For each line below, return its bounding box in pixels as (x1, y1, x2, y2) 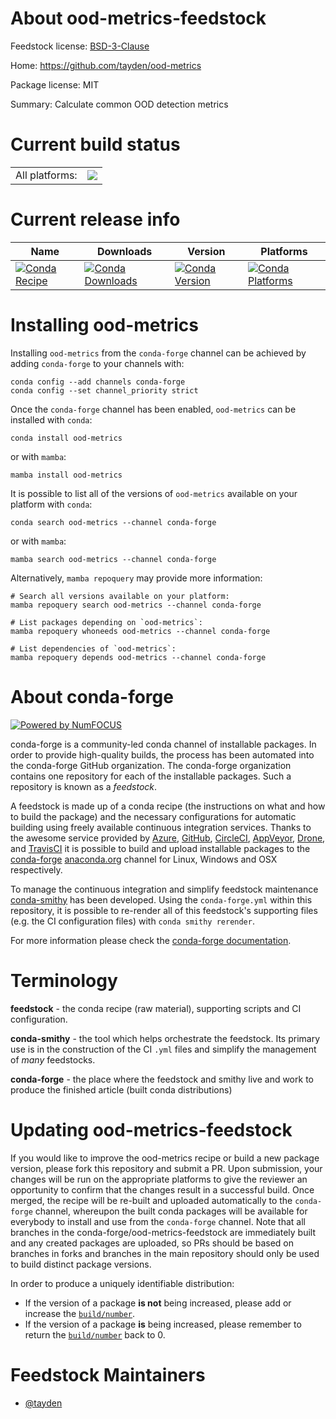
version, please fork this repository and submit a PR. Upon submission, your (10, 1162, 323, 1174)
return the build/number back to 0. (24, 1328, 166, 1341)
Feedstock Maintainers (10, 1363, 206, 1386)
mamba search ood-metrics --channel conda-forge (10, 554, 217, 564)
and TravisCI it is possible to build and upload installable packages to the (10, 842, 311, 854)
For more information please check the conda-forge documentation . (10, 934, 292, 946)
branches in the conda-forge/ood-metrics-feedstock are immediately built (10, 1226, 316, 1238)
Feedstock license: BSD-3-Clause (10, 40, 150, 52)
